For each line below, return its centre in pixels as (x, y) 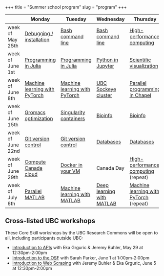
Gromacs (35, 112)
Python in (107, 60)
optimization (39, 118)
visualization (144, 66)
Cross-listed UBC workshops (50, 221)
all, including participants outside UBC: (44, 238)
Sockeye (106, 89)
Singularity (73, 112)
